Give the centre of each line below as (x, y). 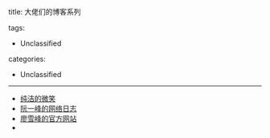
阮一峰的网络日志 (48, 108)
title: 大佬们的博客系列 (45, 12)
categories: (27, 59)
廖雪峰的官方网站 (48, 118)
